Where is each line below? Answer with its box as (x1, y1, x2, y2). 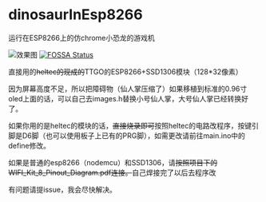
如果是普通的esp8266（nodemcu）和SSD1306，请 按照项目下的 (8, 157, 218, 167)
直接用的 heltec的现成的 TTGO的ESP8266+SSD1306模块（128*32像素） (8, 66, 243, 77)
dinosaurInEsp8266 (8, 6, 143, 24)
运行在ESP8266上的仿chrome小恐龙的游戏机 (8, 33, 156, 42)
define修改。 (8, 141, 50, 150)
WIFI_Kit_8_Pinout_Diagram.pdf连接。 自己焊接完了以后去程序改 (8, 168, 216, 177)
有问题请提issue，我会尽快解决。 (8, 184, 117, 194)
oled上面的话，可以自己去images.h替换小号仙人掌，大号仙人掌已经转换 (8, 93, 242, 103)
